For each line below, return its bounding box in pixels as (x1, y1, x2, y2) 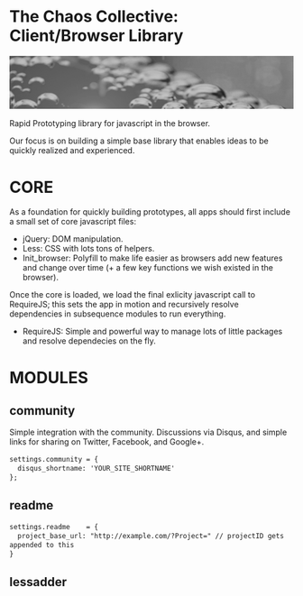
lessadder (9, 574, 68, 590)
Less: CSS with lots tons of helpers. (22, 243, 155, 254)
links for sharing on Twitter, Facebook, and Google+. (9, 436, 205, 447)
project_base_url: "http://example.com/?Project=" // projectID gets (17, 532, 284, 541)
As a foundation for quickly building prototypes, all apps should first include (9, 206, 291, 217)
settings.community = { (9, 455, 99, 464)
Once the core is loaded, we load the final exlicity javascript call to (9, 289, 255, 300)
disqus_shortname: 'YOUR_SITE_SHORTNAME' (17, 464, 176, 473)
